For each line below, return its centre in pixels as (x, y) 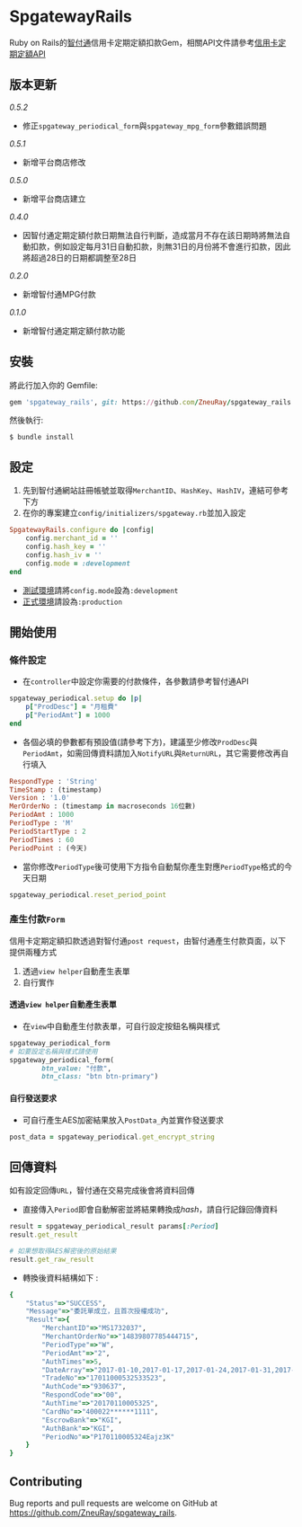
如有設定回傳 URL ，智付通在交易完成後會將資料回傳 (102, 1190)
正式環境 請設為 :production (72, 601)
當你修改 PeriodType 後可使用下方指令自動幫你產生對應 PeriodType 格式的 (153, 866)
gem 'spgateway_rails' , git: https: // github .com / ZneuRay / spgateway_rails (151, 402)
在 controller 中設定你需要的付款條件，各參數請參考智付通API (135, 681)
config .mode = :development (78, 564)
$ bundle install (42, 438)
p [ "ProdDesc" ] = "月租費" (72, 707)
